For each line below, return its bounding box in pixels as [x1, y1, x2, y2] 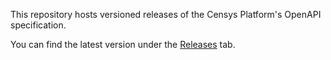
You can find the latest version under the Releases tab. [10, 39, 236, 50]
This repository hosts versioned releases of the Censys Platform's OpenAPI [10, 9, 322, 20]
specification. [10, 19, 67, 31]
